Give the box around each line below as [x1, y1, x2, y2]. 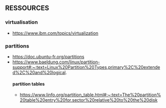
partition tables [12, 81, 45, 87]
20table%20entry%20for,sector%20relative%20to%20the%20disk [19, 97, 158, 103]
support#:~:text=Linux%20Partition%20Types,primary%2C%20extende [12, 64, 160, 70]
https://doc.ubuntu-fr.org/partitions [12, 54, 85, 59]
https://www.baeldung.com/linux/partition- [12, 59, 100, 65]
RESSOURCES [5, 4, 50, 12]
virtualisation [5, 19, 38, 26]
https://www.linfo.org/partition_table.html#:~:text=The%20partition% [19, 92, 161, 98]
